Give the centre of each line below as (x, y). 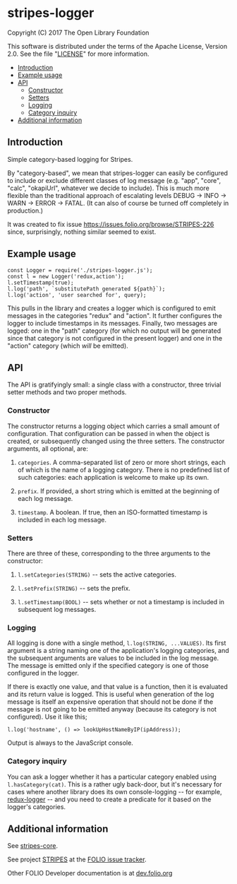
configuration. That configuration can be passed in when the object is (109, 433)
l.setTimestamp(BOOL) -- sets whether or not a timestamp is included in (121, 601)
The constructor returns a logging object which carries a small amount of (114, 426)
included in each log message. (62, 519)
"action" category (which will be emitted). (68, 346)
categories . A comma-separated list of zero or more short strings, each (121, 462)
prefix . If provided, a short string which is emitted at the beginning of (119, 491)
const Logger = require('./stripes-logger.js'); (80, 270)
